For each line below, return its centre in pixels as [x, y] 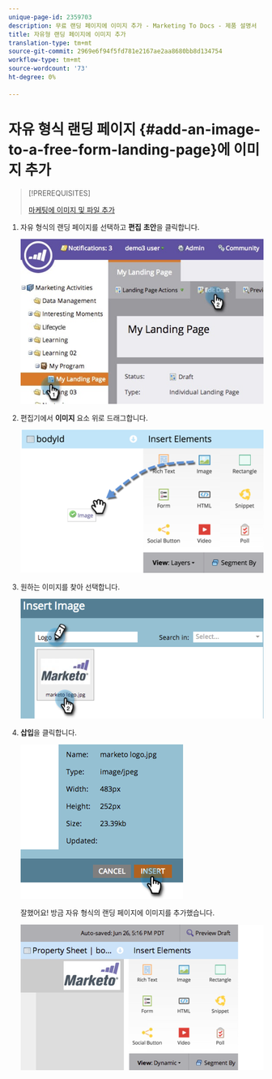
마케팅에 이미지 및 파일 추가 [72, 209]
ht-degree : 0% [32, 77]
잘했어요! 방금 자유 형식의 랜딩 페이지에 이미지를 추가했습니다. [117, 913]
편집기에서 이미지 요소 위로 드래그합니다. [84, 417]
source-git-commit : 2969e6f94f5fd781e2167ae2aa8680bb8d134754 [115, 52]
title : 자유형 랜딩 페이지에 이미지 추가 [67, 34]
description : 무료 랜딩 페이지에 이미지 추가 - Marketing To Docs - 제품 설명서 [133, 26]
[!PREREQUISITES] [59, 193]
